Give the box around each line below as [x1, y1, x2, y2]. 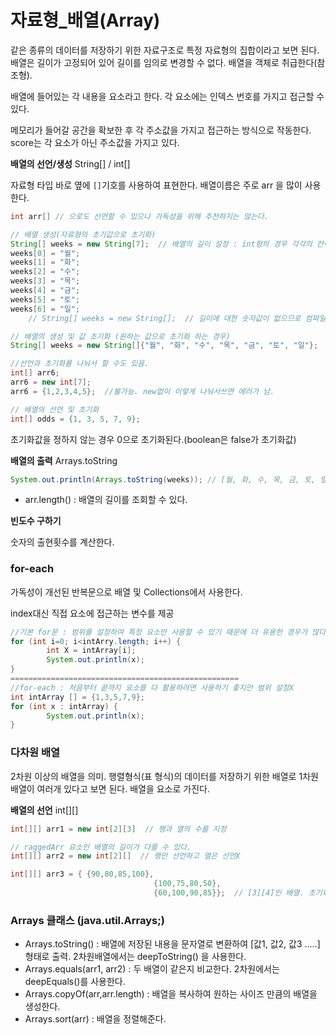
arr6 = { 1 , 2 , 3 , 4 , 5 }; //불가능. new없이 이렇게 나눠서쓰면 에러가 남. [10, 386, 275, 396]
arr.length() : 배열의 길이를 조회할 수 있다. [24, 494, 188, 506]
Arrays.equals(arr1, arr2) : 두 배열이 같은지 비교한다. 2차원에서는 [24, 963, 280, 975]
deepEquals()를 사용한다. [24, 976, 126, 988]
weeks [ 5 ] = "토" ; [10, 294, 81, 305]
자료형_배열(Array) [10, 9, 161, 32]
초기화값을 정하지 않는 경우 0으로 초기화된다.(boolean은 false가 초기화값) [10, 433, 297, 445]
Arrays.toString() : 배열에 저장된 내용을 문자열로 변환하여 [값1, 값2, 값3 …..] [24, 938, 321, 950]
